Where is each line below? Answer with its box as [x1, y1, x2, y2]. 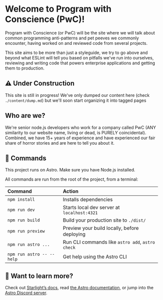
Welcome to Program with [5, 3, 112, 15]
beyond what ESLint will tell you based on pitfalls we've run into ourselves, [5, 55, 154, 60]
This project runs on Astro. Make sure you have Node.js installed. [5, 167, 136, 173]
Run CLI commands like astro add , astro [63, 239, 155, 245]
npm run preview [7, 228, 45, 234]
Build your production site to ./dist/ [63, 217, 146, 224]
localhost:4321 [63, 210, 98, 216]
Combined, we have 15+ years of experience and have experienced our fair [5, 135, 156, 141]
